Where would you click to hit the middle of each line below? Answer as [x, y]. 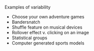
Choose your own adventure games [48, 17]
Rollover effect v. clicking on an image [50, 32]
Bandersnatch [26, 22]
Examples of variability [28, 7]
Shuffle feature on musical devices [47, 27]
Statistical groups [30, 38]
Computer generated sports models [48, 43]
